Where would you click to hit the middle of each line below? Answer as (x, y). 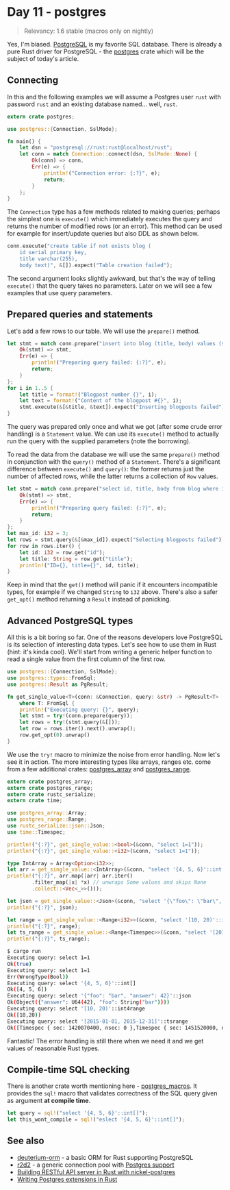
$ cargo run (24, 952)
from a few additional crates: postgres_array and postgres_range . (99, 769)
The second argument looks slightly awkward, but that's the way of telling (111, 278)
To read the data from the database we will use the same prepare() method (114, 455)
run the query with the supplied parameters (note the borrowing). (99, 441)
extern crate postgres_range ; (50, 788)
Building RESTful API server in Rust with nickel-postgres (96, 1172)
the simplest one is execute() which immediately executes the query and (110, 219)
